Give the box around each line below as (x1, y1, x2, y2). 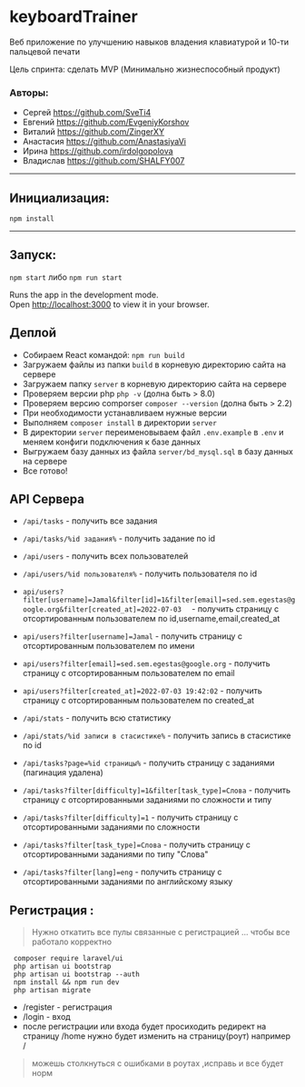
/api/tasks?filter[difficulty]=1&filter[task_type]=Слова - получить (22, 784, 291, 796)
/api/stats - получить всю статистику (22, 713, 172, 723)
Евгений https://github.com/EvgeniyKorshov (22, 116, 190, 128)
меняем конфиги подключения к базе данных (22, 436, 202, 447)
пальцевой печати (9, 45, 81, 56)
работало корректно (31, 936, 112, 947)
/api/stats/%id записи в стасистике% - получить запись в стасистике (22, 730, 291, 742)
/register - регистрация (22, 1002, 113, 1012)
